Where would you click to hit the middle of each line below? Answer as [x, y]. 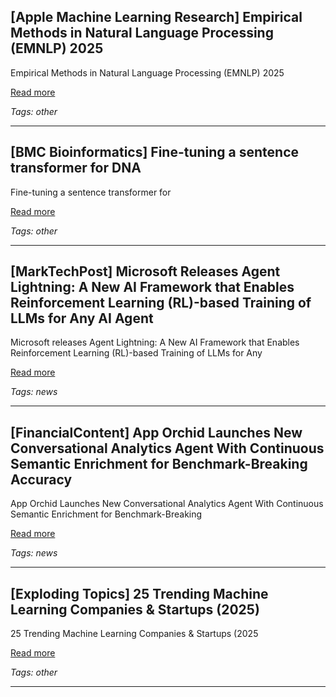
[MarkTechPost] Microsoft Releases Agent [145, 271]
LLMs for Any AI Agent [82, 318]
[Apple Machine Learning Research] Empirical [156, 17]
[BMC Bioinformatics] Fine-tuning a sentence [155, 152]
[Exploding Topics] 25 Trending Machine [139, 593]
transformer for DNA [76, 168]
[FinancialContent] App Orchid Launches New [156, 432]
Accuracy [41, 479]
